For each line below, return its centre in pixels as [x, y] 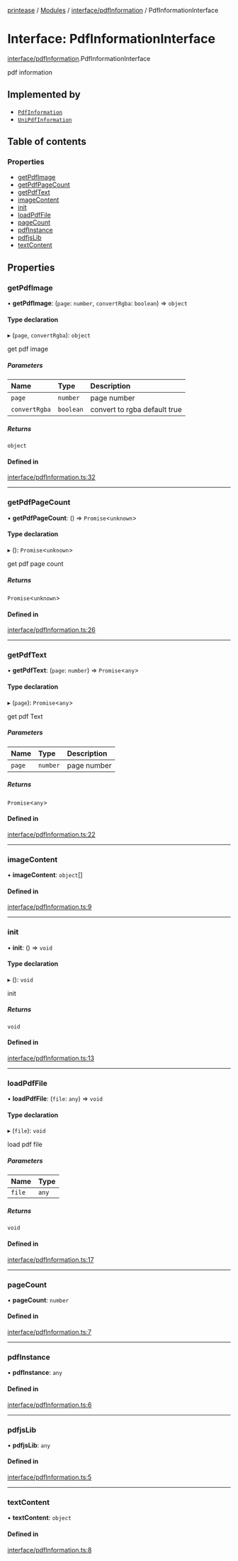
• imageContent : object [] [45, 875]
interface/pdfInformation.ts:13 [51, 1058]
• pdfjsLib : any [29, 1445]
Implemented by [44, 95]
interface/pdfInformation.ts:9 [50, 907]
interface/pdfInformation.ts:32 [51, 477]
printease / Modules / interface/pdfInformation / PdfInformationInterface [113, 10]
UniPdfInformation [45, 120]
